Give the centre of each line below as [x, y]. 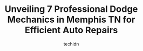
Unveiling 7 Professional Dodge [71, 9]
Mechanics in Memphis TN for [71, 20]
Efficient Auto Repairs [71, 30]
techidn [71, 44]
